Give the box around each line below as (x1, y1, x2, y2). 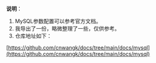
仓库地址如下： (14, 32, 52, 39)
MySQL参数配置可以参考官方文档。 (14, 18, 102, 25)
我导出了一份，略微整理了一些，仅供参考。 (14, 25, 120, 32)
